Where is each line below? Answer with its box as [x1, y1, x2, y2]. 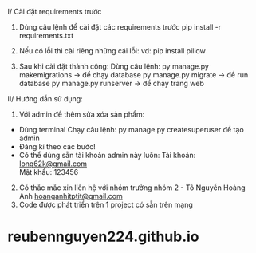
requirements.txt [18, 31, 74, 40]
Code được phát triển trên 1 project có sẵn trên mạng [18, 200, 193, 209]
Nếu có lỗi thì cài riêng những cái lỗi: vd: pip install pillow [18, 46, 207, 55]
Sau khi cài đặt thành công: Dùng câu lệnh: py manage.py [18, 61, 209, 71]
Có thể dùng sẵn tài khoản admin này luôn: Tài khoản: [18, 151, 196, 160]
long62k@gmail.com [18, 159, 88, 168]
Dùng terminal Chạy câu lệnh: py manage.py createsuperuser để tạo [18, 125, 244, 134]
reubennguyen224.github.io [7, 227, 200, 246]
